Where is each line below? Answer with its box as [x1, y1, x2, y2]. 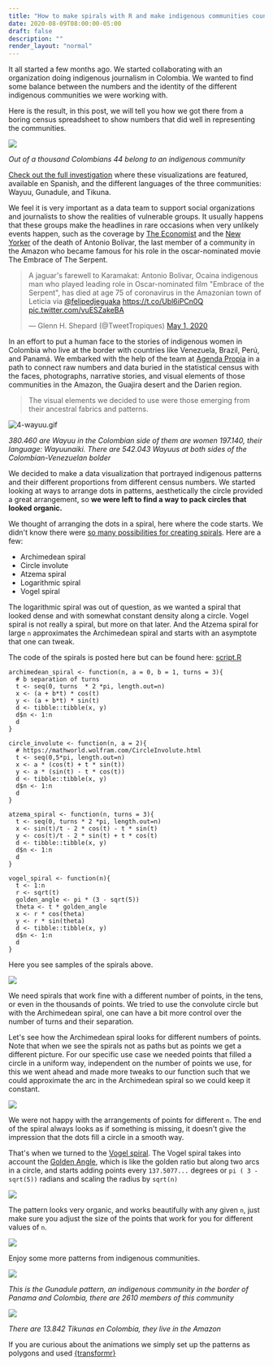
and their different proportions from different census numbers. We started [8, 477, 256, 488]
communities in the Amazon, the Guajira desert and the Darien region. [8, 379, 242, 390]
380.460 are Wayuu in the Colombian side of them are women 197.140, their [8, 436, 262, 445]
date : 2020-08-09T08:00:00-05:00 [8, 20, 122, 28]
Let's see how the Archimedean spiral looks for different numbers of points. [8, 1033, 262, 1043]
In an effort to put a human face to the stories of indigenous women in [8, 336, 243, 346]
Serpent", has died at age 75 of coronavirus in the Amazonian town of [28, 288, 262, 297]
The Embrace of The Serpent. [8, 255, 108, 265]
